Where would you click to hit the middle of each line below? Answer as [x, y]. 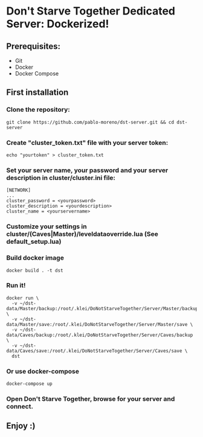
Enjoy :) [21, 426]
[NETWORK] [19, 190]
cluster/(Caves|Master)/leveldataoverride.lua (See [82, 234]
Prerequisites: [33, 46]
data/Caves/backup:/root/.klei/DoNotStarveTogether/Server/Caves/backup [100, 335]
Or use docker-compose [43, 371]
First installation [37, 93]
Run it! [16, 285]
